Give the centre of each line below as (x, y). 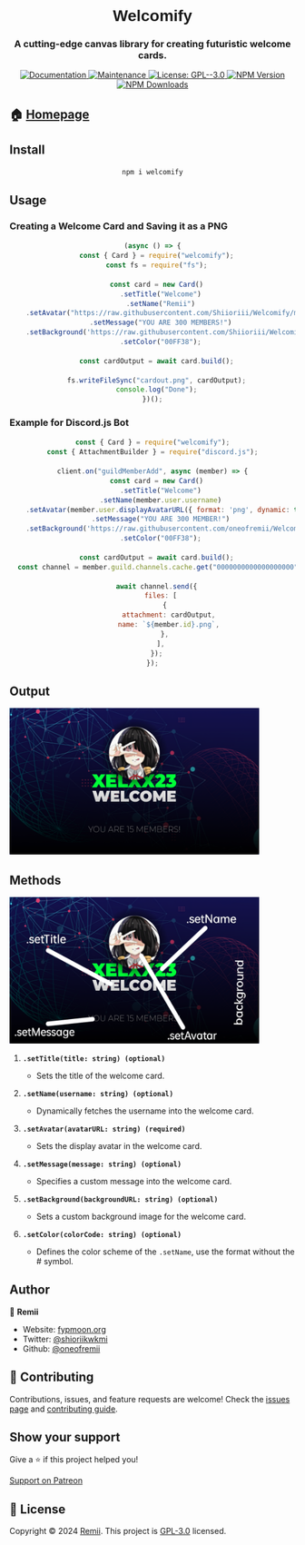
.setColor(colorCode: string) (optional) (102, 1235)
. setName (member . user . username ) (161, 500)
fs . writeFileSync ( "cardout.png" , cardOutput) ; (157, 380)
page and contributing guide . (64, 1409)
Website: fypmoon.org (64, 1329)
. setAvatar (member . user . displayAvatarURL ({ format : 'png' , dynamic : (158, 510)
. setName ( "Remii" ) (161, 303)
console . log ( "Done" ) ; (157, 390)
